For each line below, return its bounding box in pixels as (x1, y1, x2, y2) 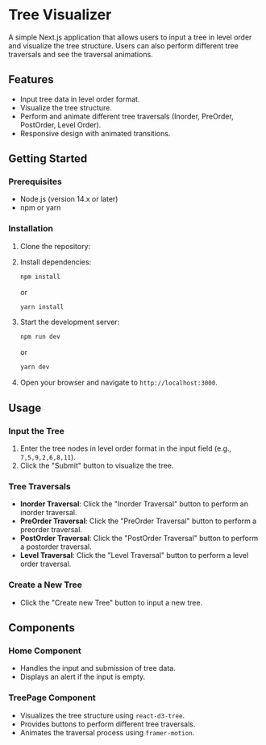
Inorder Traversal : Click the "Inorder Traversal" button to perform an (19, 499, 248, 509)
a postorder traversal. (19, 542, 92, 551)
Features (8, 73, 54, 86)
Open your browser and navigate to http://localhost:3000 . (19, 377, 218, 388)
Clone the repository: (19, 241, 91, 251)
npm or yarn (19, 203, 61, 213)
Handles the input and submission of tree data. (19, 664, 176, 673)
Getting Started (8, 152, 88, 166)
